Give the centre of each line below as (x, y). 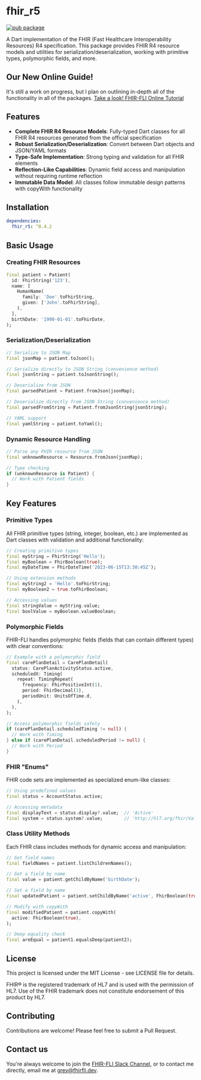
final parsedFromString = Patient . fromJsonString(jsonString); (87, 407)
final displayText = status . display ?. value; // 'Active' (80, 813)
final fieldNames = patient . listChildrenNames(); (69, 863)
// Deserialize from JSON (38, 385)
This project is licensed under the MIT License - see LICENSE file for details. (100, 973)
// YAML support (26, 418)
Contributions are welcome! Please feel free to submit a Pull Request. (92, 1030)
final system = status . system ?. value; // (68, 818)
